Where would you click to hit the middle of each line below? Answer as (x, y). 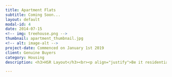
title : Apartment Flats (31, 10)
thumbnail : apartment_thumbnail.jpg (44, 39)
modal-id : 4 (18, 24)
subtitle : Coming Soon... (33, 15)
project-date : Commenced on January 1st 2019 (55, 48)
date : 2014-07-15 (24, 29)
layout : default (23, 19)
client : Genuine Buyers (31, 53)
